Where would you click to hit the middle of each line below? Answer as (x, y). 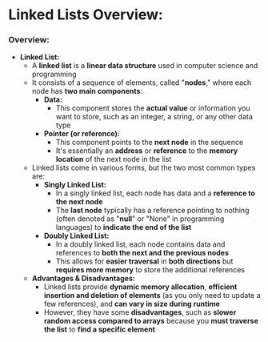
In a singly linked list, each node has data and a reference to (156, 193)
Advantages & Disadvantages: (84, 279)
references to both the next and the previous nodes (142, 253)
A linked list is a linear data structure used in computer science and (145, 66)
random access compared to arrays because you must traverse (151, 321)
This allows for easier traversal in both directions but (144, 261)
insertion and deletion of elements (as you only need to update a (152, 296)
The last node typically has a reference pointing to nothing (152, 211)
